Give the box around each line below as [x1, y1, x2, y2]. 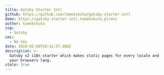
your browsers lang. [9, 58, 52, 63]
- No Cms [9, 39, 27, 44]
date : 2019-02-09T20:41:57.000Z [5, 44, 71, 49]
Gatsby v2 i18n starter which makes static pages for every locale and [9, 53, 160, 58]
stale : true [5, 62, 29, 67]
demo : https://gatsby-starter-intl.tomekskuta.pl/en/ [5, 16, 118, 21]
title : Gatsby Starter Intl [5, 7, 63, 12]
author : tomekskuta [5, 21, 45, 26]
